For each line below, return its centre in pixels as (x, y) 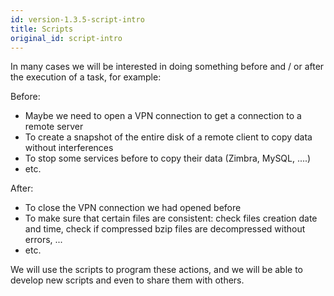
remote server (54, 127)
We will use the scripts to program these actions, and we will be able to (157, 270)
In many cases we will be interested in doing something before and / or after (167, 67)
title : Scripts (42, 29)
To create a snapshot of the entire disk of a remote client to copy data (168, 137)
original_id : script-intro (66, 38)
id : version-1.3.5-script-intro (77, 19)
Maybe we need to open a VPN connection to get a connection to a (163, 116)
